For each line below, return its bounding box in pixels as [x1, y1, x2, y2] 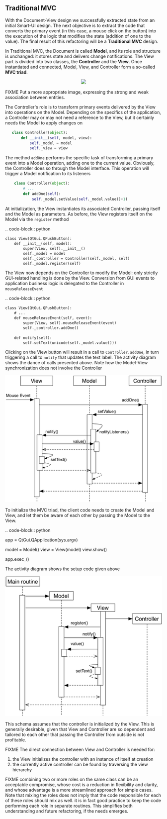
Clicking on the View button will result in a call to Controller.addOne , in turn [5, 349, 159, 355]
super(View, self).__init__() [23, 246, 85, 251]
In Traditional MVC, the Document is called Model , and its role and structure [5, 48, 161, 54]
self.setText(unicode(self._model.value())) [23, 340, 117, 345]
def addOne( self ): [23, 192, 61, 197]
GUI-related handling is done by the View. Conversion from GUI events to [5, 275, 155, 281]
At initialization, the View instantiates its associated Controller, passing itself [5, 205, 161, 211]
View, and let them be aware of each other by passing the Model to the [5, 512, 151, 518]
